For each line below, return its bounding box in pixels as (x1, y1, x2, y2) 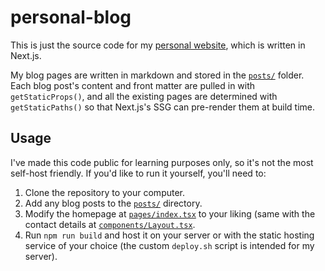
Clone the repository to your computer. (24, 186, 186, 198)
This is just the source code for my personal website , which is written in (10, 39, 306, 51)
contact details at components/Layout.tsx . (24, 218, 196, 230)
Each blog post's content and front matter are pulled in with (10, 79, 256, 91)
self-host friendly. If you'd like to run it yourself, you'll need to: (10, 167, 267, 179)
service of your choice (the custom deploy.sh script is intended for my (24, 239, 315, 251)
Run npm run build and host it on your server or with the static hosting (24, 229, 315, 241)
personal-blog (10, 6, 132, 29)
